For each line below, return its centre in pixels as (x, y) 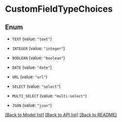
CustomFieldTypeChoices (59, 9)
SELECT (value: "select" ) (36, 86)
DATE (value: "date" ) (32, 67)
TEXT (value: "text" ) (32, 39)
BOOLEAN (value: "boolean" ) (38, 58)
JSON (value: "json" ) (32, 105)
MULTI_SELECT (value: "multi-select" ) (49, 96)
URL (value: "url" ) (30, 77)
